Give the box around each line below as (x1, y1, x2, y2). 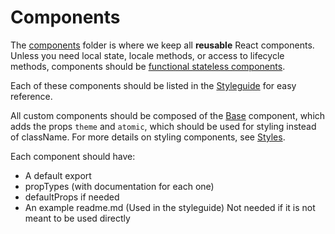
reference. (10, 90, 53, 102)
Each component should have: (10, 150, 136, 162)
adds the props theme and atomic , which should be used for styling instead (10, 120, 317, 132)
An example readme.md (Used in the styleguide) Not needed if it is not (24, 201, 316, 213)
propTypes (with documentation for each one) (24, 180, 215, 192)
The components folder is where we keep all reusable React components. (10, 39, 315, 51)
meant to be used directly (24, 212, 131, 224)
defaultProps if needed (24, 191, 120, 203)
